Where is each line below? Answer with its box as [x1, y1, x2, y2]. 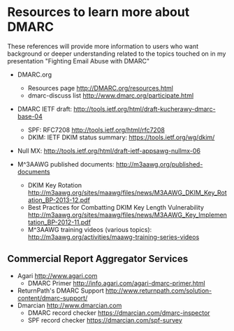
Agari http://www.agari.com [17, 271, 98, 279]
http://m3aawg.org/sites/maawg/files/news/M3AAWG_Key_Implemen [27, 210, 227, 219]
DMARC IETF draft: [17, 105, 72, 113]
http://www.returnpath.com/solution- [105, 286, 212, 295]
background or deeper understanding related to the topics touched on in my [7, 49, 226, 58]
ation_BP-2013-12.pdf [27, 196, 91, 204]
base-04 [17, 112, 43, 121]
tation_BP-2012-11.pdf [27, 217, 91, 226]
